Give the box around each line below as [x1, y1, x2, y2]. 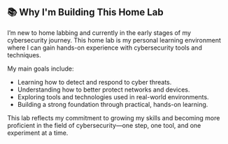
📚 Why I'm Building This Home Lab [7, 6, 164, 18]
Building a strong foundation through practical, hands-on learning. [17, 100, 208, 108]
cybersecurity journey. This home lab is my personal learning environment [7, 36, 222, 44]
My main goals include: [7, 64, 75, 73]
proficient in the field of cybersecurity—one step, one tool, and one [7, 121, 201, 129]
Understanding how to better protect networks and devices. [17, 85, 190, 94]
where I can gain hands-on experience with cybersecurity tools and [7, 43, 203, 52]
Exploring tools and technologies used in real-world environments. [17, 92, 209, 101]
